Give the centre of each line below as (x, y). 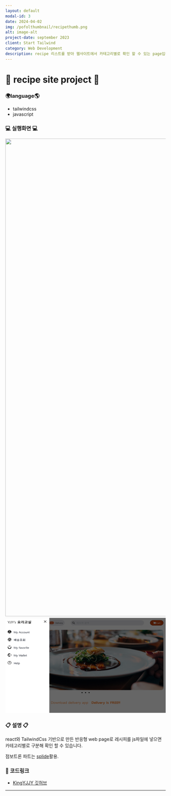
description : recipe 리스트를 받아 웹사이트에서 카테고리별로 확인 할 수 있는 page (83, 54)
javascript (23, 114)
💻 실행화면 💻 (22, 128)
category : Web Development (34, 48)
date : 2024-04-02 (24, 21)
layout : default (22, 11)
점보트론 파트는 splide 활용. (32, 756)
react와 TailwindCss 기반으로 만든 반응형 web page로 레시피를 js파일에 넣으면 (83, 739)
